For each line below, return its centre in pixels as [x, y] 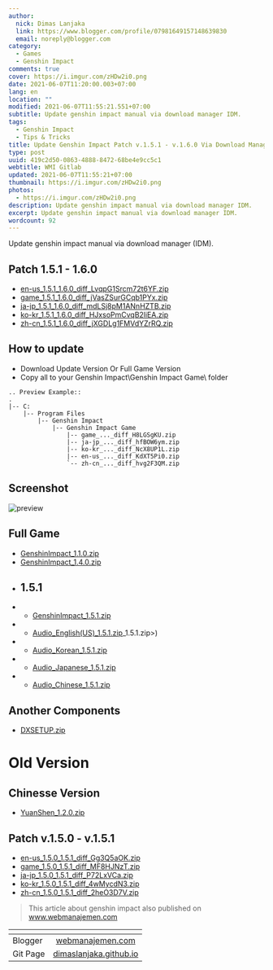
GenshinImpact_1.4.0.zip [61, 562]
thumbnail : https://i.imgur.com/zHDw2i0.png [85, 183]
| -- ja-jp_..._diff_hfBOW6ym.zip [123, 442]
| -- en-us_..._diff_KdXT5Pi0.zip [123, 456]
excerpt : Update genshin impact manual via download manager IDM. [123, 213]
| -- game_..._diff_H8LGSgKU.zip [121, 435]
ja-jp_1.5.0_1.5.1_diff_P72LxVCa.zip [77, 875]
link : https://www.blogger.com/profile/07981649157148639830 [121, 31]
